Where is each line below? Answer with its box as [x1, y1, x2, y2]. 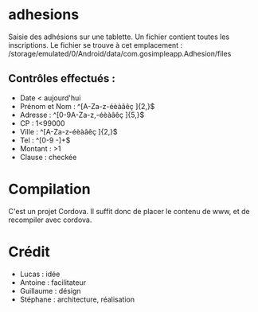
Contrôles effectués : [8, 72, 115, 85]
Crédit [8, 243, 50, 260]
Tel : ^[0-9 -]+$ [19, 135, 71, 145]
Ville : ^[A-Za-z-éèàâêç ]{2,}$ [19, 127, 118, 136]
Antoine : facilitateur [19, 277, 86, 287]
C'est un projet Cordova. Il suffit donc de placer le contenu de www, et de [8, 206, 250, 216]
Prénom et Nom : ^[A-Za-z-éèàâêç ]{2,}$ [19, 101, 155, 111]
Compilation [8, 180, 91, 198]
